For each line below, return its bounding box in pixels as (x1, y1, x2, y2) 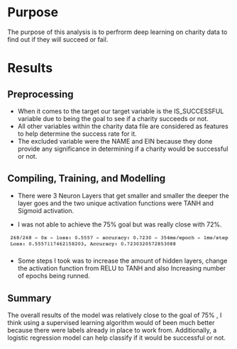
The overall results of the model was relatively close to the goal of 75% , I (7, 311, 222, 319)
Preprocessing (7, 88, 74, 100)
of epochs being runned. (17, 272, 90, 280)
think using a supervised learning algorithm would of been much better (7, 319, 215, 327)
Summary (7, 292, 52, 304)
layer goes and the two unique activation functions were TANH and (17, 199, 214, 207)
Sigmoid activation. (17, 206, 75, 214)
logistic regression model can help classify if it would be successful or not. (7, 333, 226, 342)
